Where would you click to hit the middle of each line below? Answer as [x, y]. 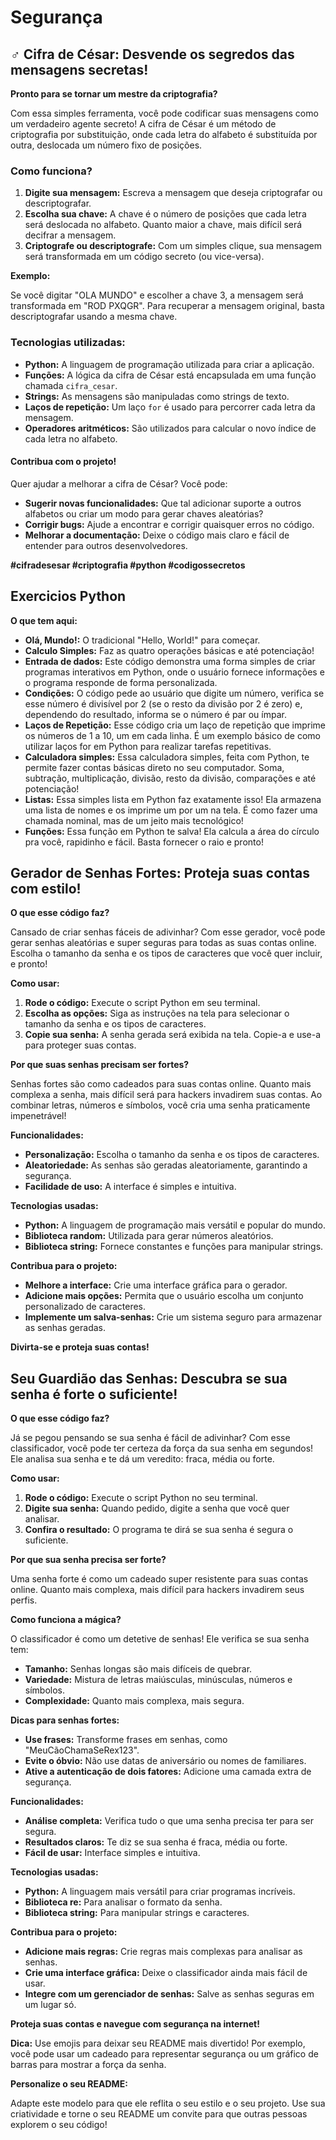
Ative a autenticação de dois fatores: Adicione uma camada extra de [168, 1772]
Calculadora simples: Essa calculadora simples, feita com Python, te [167, 757]
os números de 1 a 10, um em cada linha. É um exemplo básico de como [173, 735]
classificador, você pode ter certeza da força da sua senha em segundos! [162, 1448]
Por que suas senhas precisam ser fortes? [100, 1065]
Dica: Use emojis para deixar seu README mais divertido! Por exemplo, [158, 2043]
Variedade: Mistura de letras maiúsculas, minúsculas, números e [158, 1680]
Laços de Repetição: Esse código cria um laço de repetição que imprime [175, 725]
